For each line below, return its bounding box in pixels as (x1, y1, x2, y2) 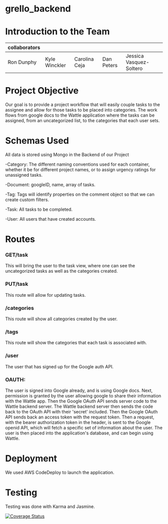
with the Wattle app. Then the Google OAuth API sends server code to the (5, 398, 157, 404)
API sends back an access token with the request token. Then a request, (5, 414, 154, 420)
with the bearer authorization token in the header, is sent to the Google (5, 419, 151, 425)
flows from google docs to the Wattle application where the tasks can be (5, 112, 155, 118)
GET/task (5, 251, 28, 258)
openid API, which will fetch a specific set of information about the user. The (5, 424, 162, 430)
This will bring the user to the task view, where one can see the (5, 263, 135, 269)
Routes (5, 234, 35, 245)
